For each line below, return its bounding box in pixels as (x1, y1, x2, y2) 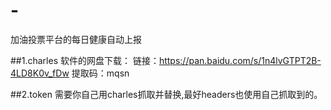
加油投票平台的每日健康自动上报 (10, 33, 142, 45)
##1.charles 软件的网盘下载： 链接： (10, 54, 160, 66)
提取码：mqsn (71, 67, 130, 79)
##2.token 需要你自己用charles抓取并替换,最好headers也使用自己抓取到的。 (10, 88, 323, 100)
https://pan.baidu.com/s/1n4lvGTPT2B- (158, 54, 322, 66)
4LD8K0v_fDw (10, 67, 70, 79)
